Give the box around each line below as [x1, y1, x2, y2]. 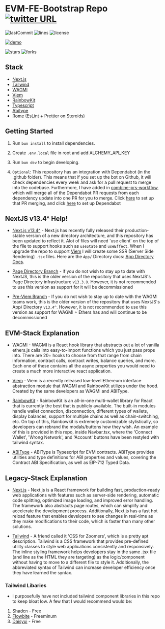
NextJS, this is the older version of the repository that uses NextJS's [12, 274, 151, 280]
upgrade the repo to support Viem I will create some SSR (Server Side [12, 248, 154, 254]
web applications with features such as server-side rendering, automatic [12, 492, 159, 498]
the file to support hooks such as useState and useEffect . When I [12, 243, 144, 249]
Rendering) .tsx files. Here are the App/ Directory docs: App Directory [12, 254, 154, 260]
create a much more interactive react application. [12, 368, 112, 374]
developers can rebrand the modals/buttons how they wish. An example [12, 424, 158, 430]
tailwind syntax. [12, 439, 44, 446]
